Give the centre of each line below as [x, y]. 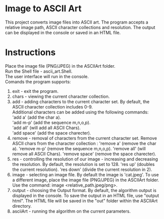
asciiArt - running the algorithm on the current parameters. [71, 211]
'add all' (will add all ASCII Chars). [46, 128]
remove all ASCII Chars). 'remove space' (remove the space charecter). [84, 154]
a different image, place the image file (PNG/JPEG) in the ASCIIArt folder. [85, 180]
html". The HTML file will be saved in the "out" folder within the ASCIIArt [85, 201]
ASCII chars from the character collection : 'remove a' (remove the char [84, 143]
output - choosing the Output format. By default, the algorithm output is [84, 190]
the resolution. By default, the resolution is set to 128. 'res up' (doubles [83, 164]
